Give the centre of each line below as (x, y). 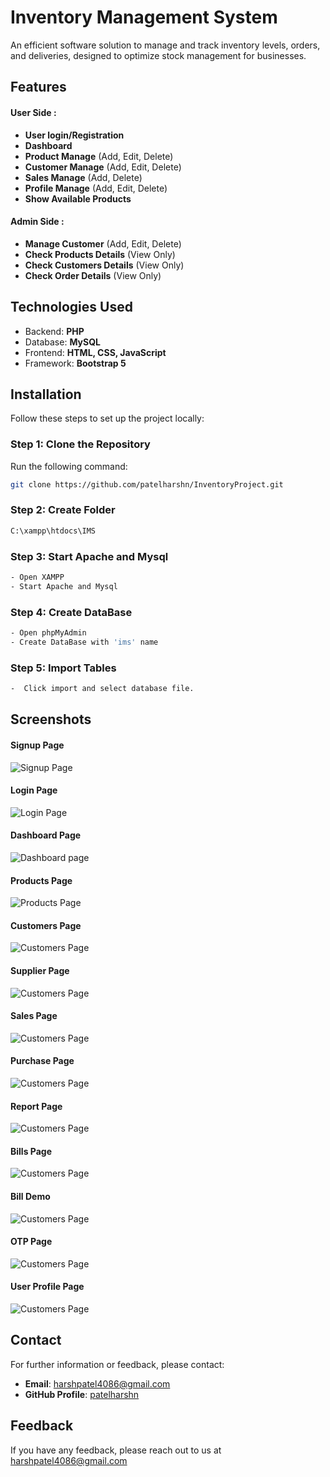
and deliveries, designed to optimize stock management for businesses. (158, 55)
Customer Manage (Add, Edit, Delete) (103, 167)
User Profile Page (47, 1287)
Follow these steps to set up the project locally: (107, 418)
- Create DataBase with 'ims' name (84, 642)
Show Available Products (78, 198)
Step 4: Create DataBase (71, 612)
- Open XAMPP (37, 577)
